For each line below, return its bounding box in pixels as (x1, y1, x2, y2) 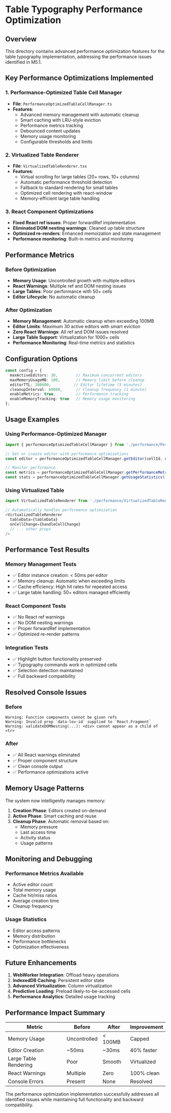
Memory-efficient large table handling (20, 195, 100, 201)
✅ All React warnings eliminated (12, 752, 80, 758)
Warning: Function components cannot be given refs (5, 715, 117, 720)
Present (66, 1078, 85, 1085)
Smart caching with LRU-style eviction (20, 117, 101, 123)
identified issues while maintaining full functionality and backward (5, 1097, 144, 1103)
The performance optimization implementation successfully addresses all (5, 1091, 159, 1097)
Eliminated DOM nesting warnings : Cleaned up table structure (12, 225, 145, 231)
